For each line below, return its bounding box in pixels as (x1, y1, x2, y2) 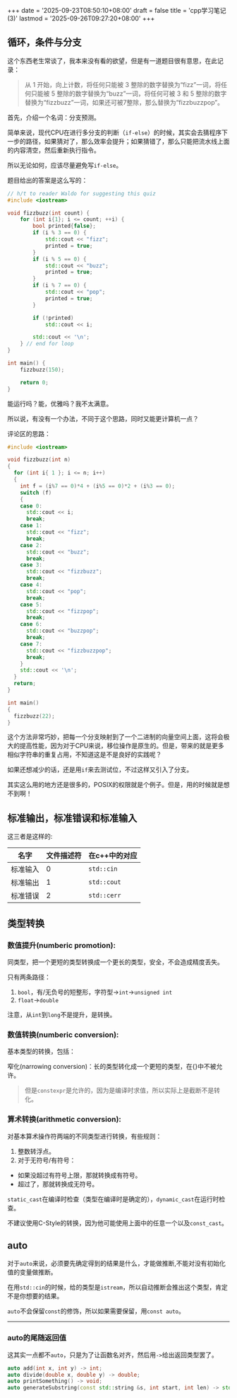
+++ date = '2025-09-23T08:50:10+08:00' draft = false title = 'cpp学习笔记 (7, 6, 227, 14)
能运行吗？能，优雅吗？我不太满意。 (7, 399, 113, 408)
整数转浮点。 (17, 1147, 55, 1155)
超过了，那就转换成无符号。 (17, 1179, 99, 1188)
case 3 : (20, 561, 42, 568)
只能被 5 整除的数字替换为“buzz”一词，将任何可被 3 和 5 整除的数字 (30, 89, 227, 98)
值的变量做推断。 (7, 1268, 57, 1276)
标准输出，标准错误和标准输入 (7, 812, 138, 824)
